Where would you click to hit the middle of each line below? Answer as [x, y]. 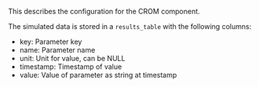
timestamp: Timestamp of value [71, 67]
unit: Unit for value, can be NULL [72, 58]
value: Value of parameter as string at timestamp [98, 75]
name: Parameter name [57, 50]
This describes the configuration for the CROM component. [104, 11]
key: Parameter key [51, 42]
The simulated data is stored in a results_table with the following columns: [130, 26]
